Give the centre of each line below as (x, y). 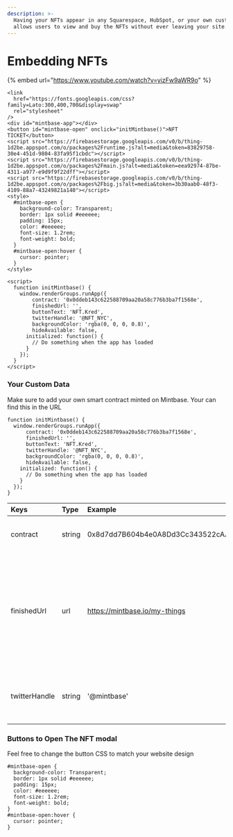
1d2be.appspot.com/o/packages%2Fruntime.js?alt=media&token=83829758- (111, 148)
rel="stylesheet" (38, 111)
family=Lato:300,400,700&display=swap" (65, 105)
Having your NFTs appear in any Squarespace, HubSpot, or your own (113, 20)
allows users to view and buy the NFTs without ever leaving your (111, 26)
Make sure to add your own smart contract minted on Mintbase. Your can (112, 399)
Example (102, 509)
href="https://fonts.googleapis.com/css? (74, 99)
